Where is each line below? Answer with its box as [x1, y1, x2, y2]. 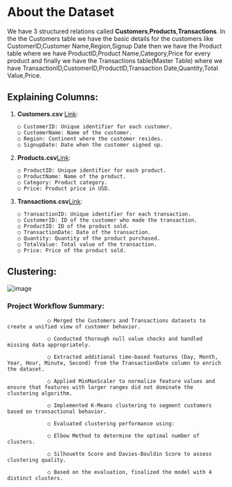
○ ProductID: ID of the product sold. [17, 222, 130, 229]
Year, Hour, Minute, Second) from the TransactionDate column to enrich [7, 360, 222, 366]
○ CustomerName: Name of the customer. [17, 129, 133, 136]
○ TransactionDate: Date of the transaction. [17, 229, 151, 236]
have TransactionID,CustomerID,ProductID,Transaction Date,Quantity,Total [7, 64, 218, 72]
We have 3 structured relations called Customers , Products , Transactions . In [7, 27, 226, 35]
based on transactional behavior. [7, 408, 107, 415]
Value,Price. [7, 71, 42, 80]
